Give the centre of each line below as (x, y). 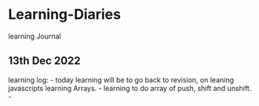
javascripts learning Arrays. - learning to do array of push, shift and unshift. (130, 88)
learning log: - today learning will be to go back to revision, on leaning (121, 79)
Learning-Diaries (65, 15)
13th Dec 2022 (44, 61)
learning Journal (35, 36)
